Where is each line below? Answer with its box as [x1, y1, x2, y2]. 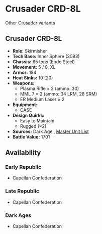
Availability [5, 149, 41, 157]
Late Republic [5, 188, 39, 195]
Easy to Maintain [20, 117, 55, 124]
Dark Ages [5, 212, 32, 219]
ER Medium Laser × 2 [20, 96, 65, 102]
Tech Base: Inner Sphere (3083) [12, 53, 80, 59]
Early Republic [5, 164, 42, 171]
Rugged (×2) [20, 123, 47, 129]
